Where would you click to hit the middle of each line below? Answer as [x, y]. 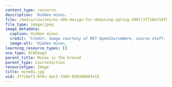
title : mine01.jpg [25, 72]
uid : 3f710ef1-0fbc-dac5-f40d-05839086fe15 [52, 77]
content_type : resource [31, 10]
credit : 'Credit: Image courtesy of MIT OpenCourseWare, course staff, [88, 39]
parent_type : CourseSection [35, 62]
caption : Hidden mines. [35, 34]
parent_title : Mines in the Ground [43, 58]
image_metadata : [23, 29]
